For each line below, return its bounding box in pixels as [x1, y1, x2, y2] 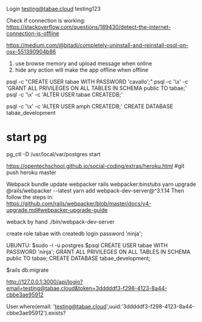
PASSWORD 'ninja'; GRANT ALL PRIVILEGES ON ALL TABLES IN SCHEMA [6, 248, 191, 255]
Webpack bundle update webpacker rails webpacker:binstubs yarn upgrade [6, 180, 196, 188]
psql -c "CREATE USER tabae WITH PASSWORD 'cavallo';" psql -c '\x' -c [6, 78, 189, 85]
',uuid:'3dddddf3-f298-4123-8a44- [106, 303, 195, 310]
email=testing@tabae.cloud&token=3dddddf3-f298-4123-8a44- [6, 284, 167, 292]
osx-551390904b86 [6, 48, 56, 55]
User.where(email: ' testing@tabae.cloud [6, 303, 107, 310]
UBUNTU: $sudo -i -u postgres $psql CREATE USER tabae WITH [6, 241, 168, 248]
